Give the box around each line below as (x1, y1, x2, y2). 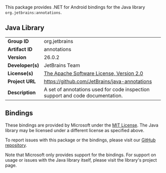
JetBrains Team (43, 62, 81, 69)
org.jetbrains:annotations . (5, 9, 62, 15)
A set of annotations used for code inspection (43, 86, 150, 93)
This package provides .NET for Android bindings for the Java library (5, 4, 145, 10)
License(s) (7, 70, 34, 77)
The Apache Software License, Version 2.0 (43, 70, 143, 77)
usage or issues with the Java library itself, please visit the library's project (5, 157, 157, 163)
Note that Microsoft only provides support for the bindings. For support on (5, 152, 157, 158)
